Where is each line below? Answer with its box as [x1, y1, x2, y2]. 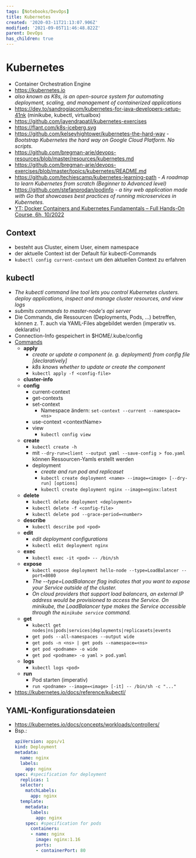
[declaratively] [32, 357, 67, 364]
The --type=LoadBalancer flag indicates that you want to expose [32, 577, 190, 584]
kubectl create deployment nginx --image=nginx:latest [40, 487, 177, 493]
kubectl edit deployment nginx [32, 542, 108, 548]
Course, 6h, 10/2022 [14, 211, 64, 218]
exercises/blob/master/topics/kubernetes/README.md [14, 168, 147, 175]
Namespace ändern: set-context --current [40, 406, 147, 413]
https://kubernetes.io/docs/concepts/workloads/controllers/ [14, 721, 160, 728]
